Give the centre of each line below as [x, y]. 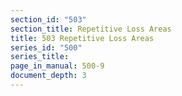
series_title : [40, 57]
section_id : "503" [48, 19]
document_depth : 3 [48, 76]
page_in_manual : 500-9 [57, 66]
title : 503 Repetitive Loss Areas [82, 38]
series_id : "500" [46, 47]
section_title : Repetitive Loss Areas [91, 29]
